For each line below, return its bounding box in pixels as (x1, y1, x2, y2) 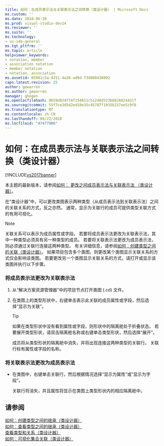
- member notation (5, 67, 42, 71)
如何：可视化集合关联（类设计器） (5, 436, 74, 442)
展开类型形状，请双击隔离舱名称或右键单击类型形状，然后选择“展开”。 (16, 329, 158, 335)
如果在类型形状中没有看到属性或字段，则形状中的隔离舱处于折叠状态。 (12, 323, 154, 329)
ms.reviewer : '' (5, 25, 38, 30)
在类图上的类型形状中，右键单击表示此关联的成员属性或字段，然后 (12, 297, 145, 303)
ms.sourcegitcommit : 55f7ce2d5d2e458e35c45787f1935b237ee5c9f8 (5, 103, 137, 108)
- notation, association (5, 71, 56, 76)
